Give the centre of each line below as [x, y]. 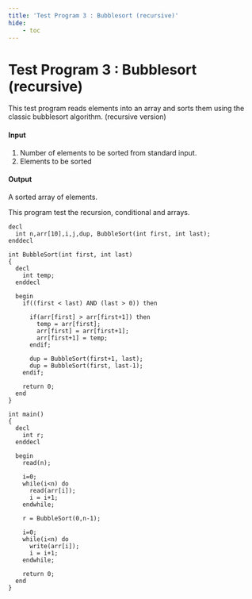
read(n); [37, 463]
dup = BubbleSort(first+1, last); [86, 359]
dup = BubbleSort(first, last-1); [86, 366]
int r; [33, 435]
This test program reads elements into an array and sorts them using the [126, 109]
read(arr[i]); [53, 490]
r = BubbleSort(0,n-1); [62, 518]
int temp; [39, 275]
